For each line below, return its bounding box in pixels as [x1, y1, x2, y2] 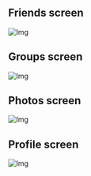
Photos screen [8, 94, 82, 107]
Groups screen [8, 51, 83, 64]
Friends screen [8, 6, 85, 20]
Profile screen [8, 137, 79, 151]
